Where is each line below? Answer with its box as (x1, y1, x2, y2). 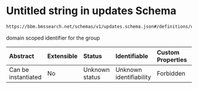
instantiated (9, 72, 42, 81)
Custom (157, 48, 180, 57)
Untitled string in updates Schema (6, 4, 177, 18)
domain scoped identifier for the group (6, 34, 100, 41)
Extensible (47, 52, 78, 60)
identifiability (115, 72, 151, 81)
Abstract (9, 52, 34, 60)
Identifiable (115, 52, 148, 60)
